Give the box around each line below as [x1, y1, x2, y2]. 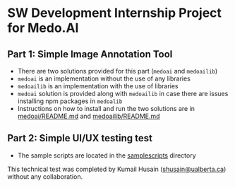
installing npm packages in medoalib [17, 97, 123, 105]
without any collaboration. [7, 172, 83, 181]
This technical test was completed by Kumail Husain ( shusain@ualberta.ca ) [7, 165, 227, 173]
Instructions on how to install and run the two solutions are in [17, 105, 195, 112]
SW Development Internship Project [7, 5, 222, 21]
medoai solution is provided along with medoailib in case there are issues [17, 90, 229, 98]
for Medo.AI [7, 20, 79, 36]
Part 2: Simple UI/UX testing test [7, 132, 153, 144]
